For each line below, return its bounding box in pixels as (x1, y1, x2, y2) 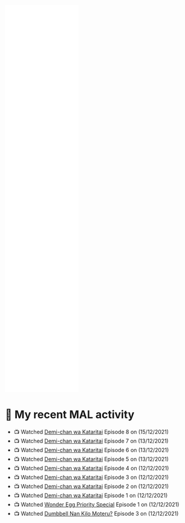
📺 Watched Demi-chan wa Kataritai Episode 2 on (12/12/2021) (13, 482, 169, 490)
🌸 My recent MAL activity (5, 408, 135, 422)
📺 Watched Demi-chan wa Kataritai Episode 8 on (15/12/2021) (13, 428, 169, 435)
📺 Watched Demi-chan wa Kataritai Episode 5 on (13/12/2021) (13, 455, 169, 462)
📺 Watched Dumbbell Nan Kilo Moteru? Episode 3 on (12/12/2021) (13, 510, 179, 517)
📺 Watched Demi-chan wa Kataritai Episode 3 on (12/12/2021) (13, 473, 169, 481)
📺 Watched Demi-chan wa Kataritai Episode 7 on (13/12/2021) (13, 437, 169, 444)
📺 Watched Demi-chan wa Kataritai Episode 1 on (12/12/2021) (13, 492, 168, 499)
